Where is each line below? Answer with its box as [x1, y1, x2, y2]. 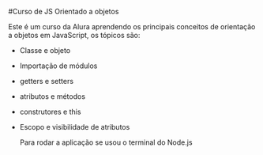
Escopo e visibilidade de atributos [19, 123, 130, 131]
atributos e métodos [19, 92, 85, 101]
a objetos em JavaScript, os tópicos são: [8, 31, 141, 40]
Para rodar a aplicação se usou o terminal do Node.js [19, 138, 193, 147]
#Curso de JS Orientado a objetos [8, 7, 119, 16]
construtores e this [19, 107, 81, 116]
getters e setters [19, 77, 73, 85]
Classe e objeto [19, 46, 71, 55]
